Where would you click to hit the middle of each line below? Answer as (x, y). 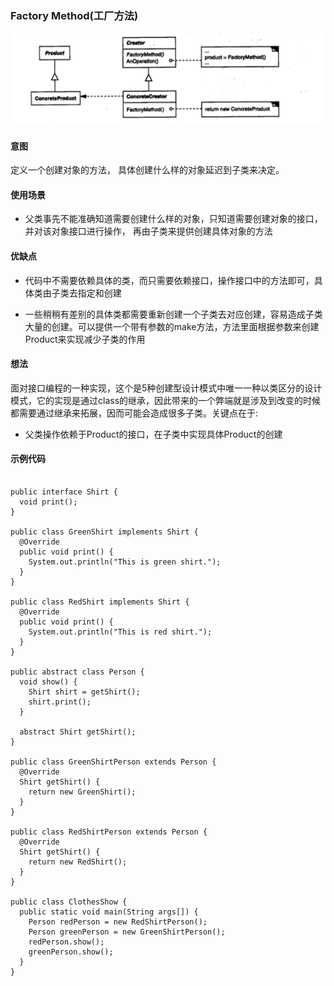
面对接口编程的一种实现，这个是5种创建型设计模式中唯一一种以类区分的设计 (166, 388)
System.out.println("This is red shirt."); (120, 632)
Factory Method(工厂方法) (74, 15)
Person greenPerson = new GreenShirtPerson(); (127, 932)
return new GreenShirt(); (82, 792)
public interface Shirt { (64, 492)
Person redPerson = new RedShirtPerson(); (118, 922)
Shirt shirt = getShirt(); (84, 692)
